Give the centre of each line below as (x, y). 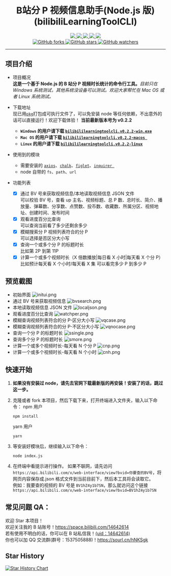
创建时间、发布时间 (49, 212)
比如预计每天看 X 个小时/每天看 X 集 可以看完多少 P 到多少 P (83, 264)
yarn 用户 (23, 426)
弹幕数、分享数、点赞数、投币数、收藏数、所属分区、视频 (94, 206)
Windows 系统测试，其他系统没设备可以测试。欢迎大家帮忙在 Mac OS (85, 90)
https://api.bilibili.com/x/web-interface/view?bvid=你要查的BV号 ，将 (87, 472)
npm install (25, 416)
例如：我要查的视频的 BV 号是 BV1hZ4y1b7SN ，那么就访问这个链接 (80, 485)
